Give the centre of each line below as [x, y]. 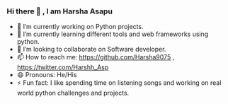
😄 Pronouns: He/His [47, 75]
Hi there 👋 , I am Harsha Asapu [59, 11]
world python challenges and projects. [73, 93]
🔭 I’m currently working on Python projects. [80, 27]
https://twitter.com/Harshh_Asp [63, 67]
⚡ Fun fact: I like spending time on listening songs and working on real [119, 83]
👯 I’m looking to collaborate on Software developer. [91, 50]
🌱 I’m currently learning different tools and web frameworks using [113, 34]
